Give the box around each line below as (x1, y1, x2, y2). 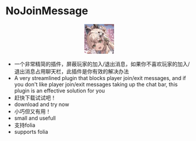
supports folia (14, 128, 49, 135)
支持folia (14, 121, 36, 129)
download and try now (14, 101, 69, 108)
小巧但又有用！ (14, 108, 51, 115)
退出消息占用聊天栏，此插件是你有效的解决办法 (14, 68, 129, 75)
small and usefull (14, 114, 56, 121)
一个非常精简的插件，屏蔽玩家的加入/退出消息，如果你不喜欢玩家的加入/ (14, 60, 190, 68)
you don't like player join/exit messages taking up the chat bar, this (14, 81, 178, 88)
